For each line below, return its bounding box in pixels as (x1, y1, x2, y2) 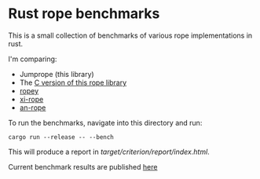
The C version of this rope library (19, 78, 127, 87)
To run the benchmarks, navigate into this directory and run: (8, 118, 203, 127)
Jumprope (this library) (19, 69, 94, 79)
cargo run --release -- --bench (8, 133, 114, 141)
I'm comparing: (8, 54, 57, 64)
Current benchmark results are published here (8, 162, 158, 171)
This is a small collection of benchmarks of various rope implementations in (8, 31, 253, 40)
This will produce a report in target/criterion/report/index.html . (8, 147, 210, 156)
